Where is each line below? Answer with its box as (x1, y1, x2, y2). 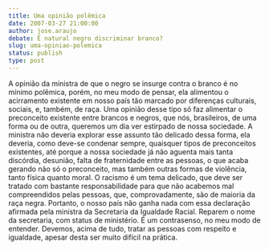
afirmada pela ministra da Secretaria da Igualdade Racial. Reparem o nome (8, 207, 255, 216)
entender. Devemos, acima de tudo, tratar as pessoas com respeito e (8, 223, 237, 233)
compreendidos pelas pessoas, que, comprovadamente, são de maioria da (8, 190, 255, 199)
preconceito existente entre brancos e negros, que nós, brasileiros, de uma (8, 113, 257, 122)
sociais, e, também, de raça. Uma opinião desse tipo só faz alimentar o (8, 104, 243, 113)
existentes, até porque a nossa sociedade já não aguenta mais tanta (8, 146, 234, 157)
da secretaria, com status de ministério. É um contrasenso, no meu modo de (8, 215, 261, 225)
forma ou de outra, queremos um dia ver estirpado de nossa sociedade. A (8, 121, 253, 131)
